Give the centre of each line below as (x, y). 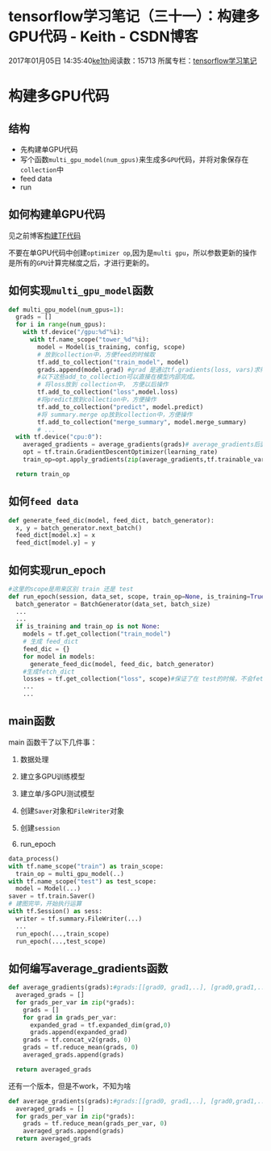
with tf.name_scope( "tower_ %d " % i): (90, 340)
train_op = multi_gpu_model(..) (70, 874)
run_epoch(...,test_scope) (61, 941)
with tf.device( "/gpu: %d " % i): (74, 332)
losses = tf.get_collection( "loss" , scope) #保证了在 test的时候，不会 (138, 679)
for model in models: (59, 657)
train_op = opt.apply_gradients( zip (81, 460)
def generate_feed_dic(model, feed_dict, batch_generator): (112, 520)
